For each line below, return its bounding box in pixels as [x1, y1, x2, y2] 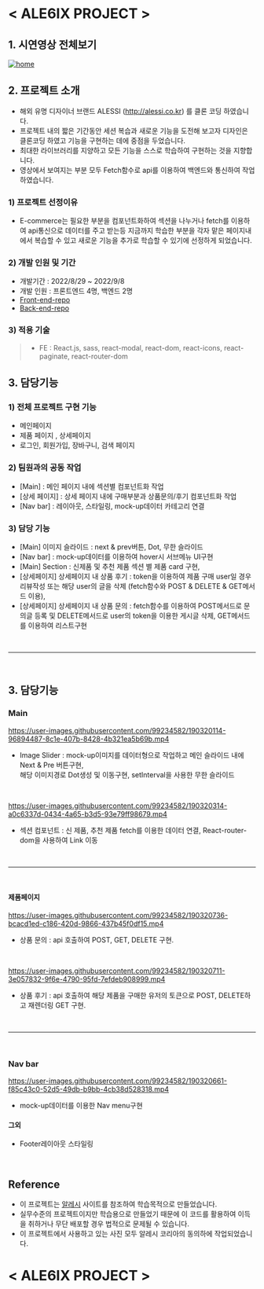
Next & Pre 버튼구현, [19, 760, 84, 769]
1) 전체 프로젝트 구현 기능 [8, 402, 97, 413]
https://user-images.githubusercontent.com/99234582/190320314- [8, 801, 228, 810]
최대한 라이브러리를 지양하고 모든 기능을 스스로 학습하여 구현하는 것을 [19, 145, 232, 155]
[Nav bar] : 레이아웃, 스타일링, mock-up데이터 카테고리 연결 [19, 501, 205, 511]
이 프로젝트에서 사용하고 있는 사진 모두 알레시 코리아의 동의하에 [19, 1229, 213, 1239]
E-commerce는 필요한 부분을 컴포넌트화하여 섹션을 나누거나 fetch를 [19, 216, 229, 226]
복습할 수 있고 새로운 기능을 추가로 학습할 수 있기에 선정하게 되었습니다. [34, 236, 253, 245]
